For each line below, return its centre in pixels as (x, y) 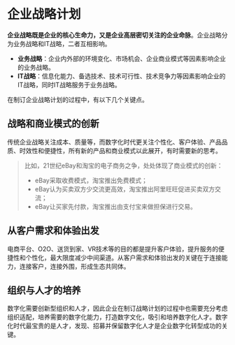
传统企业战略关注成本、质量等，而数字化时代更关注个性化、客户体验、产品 (114, 142)
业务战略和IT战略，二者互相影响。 (62, 43)
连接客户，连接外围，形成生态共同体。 (74, 266)
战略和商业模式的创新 (53, 124)
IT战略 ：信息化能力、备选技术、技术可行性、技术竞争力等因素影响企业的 (121, 76)
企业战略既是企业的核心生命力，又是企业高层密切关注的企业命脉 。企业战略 (114, 35)
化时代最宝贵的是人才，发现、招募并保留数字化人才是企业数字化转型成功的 (114, 326)
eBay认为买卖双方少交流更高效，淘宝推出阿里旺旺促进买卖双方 (125, 189)
